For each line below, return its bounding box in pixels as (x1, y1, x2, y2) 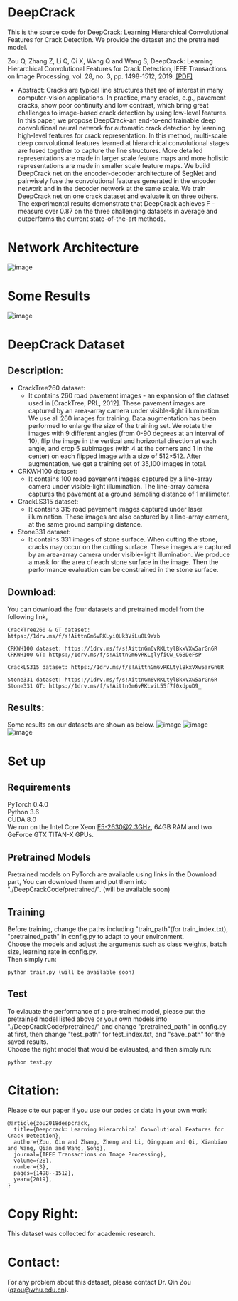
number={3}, (13, 1163, 50, 1171)
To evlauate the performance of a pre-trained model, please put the (7, 1007, 205, 1015)
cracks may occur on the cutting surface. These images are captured (28, 542, 232, 551)
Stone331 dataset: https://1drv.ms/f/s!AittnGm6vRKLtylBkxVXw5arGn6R (7, 676, 218, 683)
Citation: (7, 1082, 60, 1099)
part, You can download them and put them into (7, 878, 147, 886)
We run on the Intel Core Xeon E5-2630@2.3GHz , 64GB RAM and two (7, 823, 212, 831)
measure (17, 207, 44, 215)
